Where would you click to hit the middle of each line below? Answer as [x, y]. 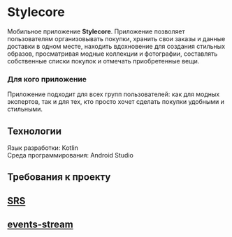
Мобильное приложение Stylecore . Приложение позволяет [96, 31]
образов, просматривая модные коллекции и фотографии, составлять [113, 54]
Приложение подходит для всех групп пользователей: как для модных [114, 94]
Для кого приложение [47, 79]
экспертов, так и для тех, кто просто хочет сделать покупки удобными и [116, 102]
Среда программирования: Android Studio [71, 155]
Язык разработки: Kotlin [43, 148]
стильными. [25, 109]
